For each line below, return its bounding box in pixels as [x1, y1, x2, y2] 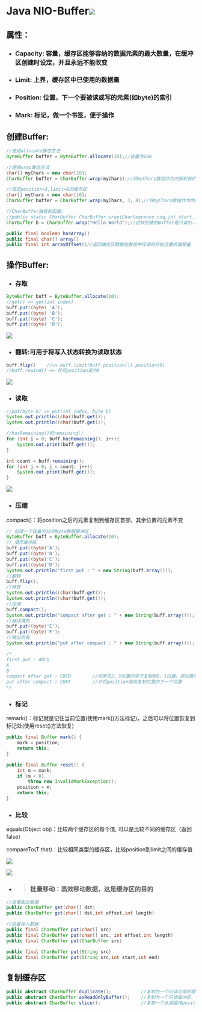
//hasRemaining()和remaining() [6, 430, 84, 437]
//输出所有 [6, 635, 30, 641]
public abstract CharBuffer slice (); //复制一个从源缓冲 [6, 1000, 182, 1006]
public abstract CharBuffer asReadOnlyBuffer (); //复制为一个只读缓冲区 [6, 995, 191, 1001]
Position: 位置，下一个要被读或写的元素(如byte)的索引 [14, 93, 173, 102]
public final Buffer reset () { [6, 762, 85, 768]
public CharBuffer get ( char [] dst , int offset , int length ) [6, 910, 155, 916]
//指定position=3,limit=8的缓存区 [6, 187, 87, 193]
